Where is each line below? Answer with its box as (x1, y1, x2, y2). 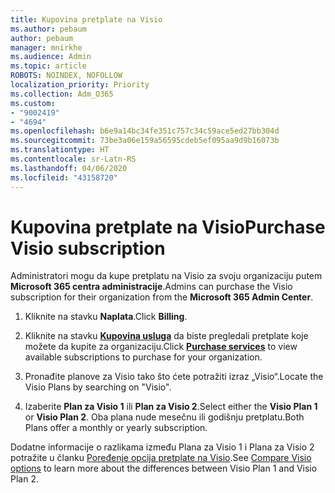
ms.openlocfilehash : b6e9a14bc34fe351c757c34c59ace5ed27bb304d (10, 126, 280, 136)
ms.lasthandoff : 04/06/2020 (10, 163, 128, 173)
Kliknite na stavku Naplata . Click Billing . (24, 311, 188, 323)
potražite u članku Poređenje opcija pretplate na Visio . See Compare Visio (10, 452, 312, 464)
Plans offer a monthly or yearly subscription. (24, 422, 208, 434)
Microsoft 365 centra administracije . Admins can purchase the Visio (10, 281, 293, 293)
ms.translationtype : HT (10, 145, 110, 155)
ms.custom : (10, 98, 56, 108)
